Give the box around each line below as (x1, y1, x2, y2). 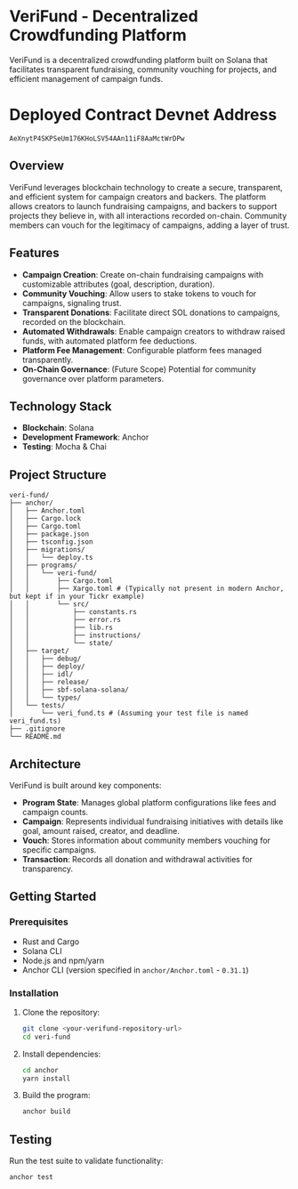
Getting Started (9, 889, 97, 904)
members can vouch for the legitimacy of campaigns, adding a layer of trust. (9, 220, 290, 231)
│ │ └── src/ (9, 600, 90, 609)
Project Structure (9, 467, 107, 482)
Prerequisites (9, 916, 68, 928)
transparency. (21, 863, 74, 874)
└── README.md (9, 732, 62, 741)
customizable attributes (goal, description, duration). (21, 279, 215, 289)
